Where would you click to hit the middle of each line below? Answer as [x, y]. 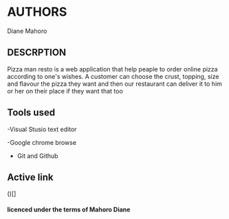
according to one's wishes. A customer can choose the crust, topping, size [113, 76]
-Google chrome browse [42, 142]
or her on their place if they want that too [65, 91]
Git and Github [37, 156]
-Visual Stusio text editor [42, 129]
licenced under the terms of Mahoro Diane [69, 209]
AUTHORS [37, 12]
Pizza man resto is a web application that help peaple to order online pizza [112, 69]
